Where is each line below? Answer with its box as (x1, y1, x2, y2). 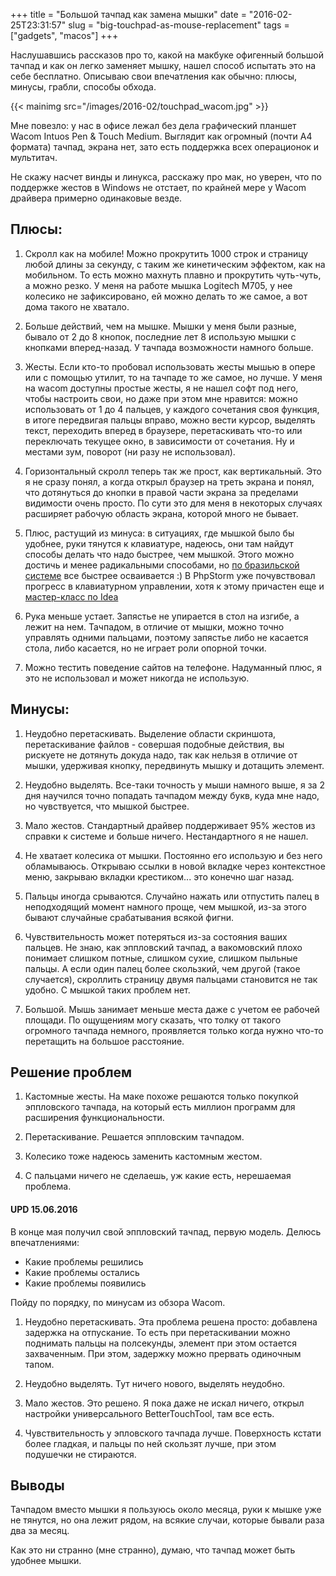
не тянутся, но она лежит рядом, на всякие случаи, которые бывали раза (10, 1514, 325, 1526)
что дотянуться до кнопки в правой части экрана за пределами (24, 486, 299, 498)
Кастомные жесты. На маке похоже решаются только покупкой (24, 1090, 299, 1103)
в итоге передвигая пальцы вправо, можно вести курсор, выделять (24, 414, 316, 426)
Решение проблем (10, 1064, 133, 1081)
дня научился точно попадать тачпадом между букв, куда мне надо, (24, 789, 320, 801)
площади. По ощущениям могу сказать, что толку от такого (24, 1014, 282, 1026)
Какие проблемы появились (24, 1277, 147, 1289)
